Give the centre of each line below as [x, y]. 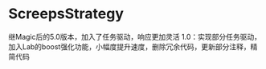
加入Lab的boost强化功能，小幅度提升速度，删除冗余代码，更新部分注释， [129, 46]
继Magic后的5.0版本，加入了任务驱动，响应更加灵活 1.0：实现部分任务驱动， [135, 36]
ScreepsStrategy [66, 14]
